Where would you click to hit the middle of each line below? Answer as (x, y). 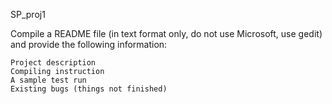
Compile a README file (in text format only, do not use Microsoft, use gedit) (166, 33)
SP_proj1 (28, 14)
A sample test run (48, 80)
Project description (53, 63)
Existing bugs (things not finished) (89, 89)
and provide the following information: (89, 44)
